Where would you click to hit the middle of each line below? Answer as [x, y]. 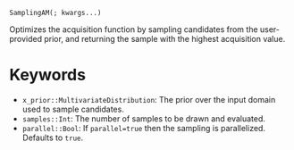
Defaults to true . [52, 137]
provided [26, 39]
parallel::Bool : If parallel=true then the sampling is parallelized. [144, 128]
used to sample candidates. [73, 109]
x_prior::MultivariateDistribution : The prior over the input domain [149, 99]
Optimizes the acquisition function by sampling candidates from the [134, 29]
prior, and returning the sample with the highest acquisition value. [165, 39]
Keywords [48, 75]
